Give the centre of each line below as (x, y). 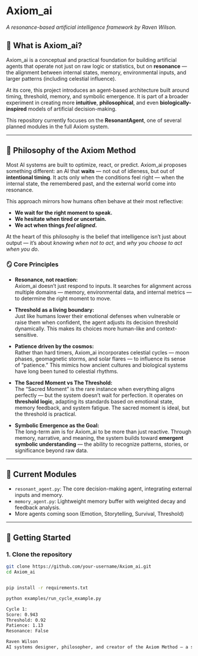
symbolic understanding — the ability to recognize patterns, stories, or (102, 444)
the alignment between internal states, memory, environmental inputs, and (96, 72)
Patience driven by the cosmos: (54, 346)
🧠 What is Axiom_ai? (44, 46)
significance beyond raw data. (51, 450)
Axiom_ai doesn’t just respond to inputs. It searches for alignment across (103, 286)
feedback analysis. (37, 507)
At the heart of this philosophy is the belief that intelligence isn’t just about (96, 236)
